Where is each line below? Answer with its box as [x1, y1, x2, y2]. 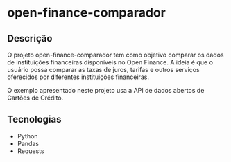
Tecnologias [7, 114, 62, 125]
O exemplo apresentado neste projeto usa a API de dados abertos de [7, 87, 205, 94]
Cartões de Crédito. [7, 93, 64, 102]
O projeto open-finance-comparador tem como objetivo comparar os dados [7, 51, 224, 59]
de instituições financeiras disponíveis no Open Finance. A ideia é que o [7, 58, 214, 66]
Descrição [7, 33, 53, 44]
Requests [17, 147, 44, 155]
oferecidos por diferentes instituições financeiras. [7, 73, 149, 81]
